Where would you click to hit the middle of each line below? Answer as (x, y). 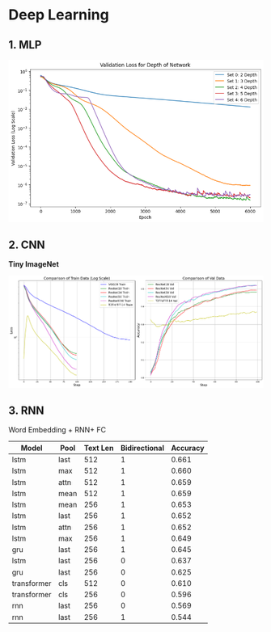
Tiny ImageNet (34, 264)
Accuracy (188, 448)
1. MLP (25, 45)
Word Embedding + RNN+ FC (57, 430)
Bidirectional (142, 448)
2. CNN (27, 245)
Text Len (99, 448)
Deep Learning (59, 15)
